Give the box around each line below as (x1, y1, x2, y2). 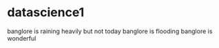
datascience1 (7, 5, 85, 20)
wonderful (7, 34, 36, 42)
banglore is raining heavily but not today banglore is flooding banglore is (7, 27, 213, 35)
